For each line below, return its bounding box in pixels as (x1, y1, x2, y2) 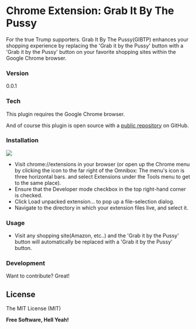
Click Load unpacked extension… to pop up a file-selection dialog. (14, 198, 174, 205)
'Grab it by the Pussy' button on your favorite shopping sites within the (6, 48, 177, 55)
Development (6, 259, 46, 268)
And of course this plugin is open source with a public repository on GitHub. (6, 122, 189, 129)
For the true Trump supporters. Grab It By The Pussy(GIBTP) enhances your (6, 36, 189, 43)
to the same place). (14, 179, 61, 186)
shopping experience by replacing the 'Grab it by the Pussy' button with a (6, 42, 184, 49)
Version (6, 69, 29, 77)
